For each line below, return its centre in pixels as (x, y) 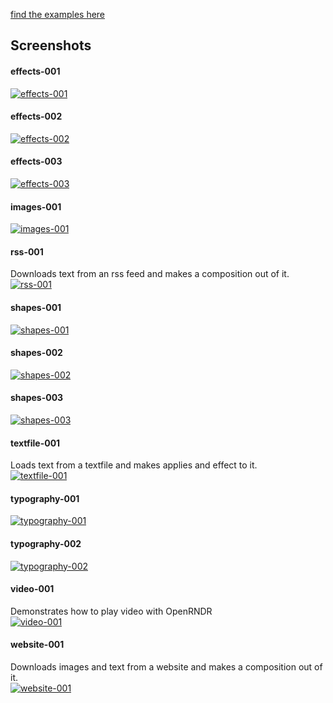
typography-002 (46, 544)
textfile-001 (35, 443)
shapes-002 (36, 353)
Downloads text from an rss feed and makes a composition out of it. (150, 274)
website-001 (37, 645)
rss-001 (27, 251)
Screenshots (51, 45)
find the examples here (58, 14)
